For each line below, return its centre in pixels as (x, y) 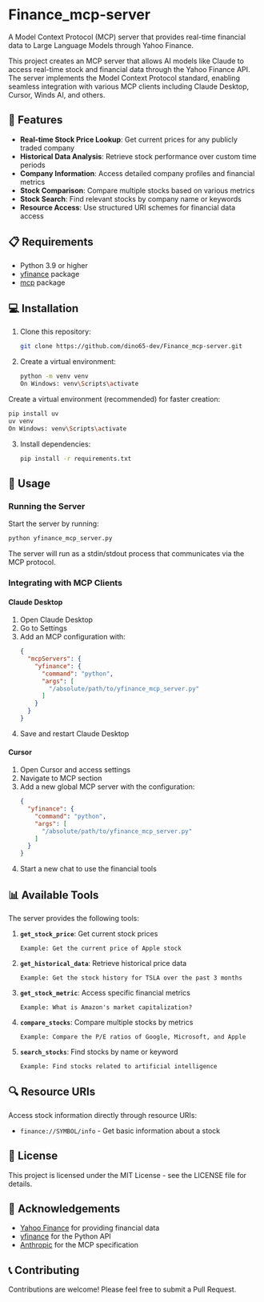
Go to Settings (44, 628)
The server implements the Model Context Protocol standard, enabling (124, 78)
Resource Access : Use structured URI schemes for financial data (128, 207)
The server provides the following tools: (74, 918)
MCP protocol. (32, 563)
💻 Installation (44, 308)
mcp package (42, 282)
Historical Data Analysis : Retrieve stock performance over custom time (138, 156)
